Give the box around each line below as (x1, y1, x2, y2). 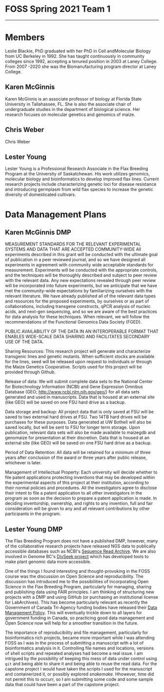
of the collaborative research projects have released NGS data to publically (5, 543, 156, 549)
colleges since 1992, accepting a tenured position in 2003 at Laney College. (5, 58, 158, 64)
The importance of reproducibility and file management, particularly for (5, 629, 148, 636)
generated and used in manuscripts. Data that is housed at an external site (5, 394, 155, 400)
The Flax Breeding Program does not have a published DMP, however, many (5, 538, 158, 544)
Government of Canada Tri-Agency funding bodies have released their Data (5, 605, 158, 610)
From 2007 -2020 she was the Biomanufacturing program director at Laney (5, 64, 157, 69)
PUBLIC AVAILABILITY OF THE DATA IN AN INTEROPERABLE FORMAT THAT (5, 328, 159, 334)
